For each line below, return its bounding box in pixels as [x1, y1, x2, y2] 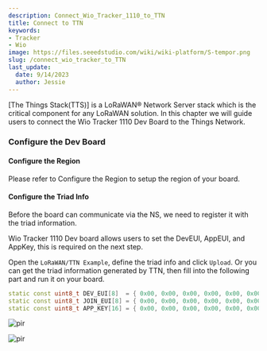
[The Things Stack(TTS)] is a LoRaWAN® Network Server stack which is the [8, 100, 257, 110]
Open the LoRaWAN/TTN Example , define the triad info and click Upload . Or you [8, 257, 257, 267]
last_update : [8, 64, 52, 71]
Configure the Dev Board [8, 137, 106, 148]
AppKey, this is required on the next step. [8, 241, 143, 251]
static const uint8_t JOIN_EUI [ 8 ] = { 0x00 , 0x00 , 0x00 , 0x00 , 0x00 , [8, 297, 244, 305]
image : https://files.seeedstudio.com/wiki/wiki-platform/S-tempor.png [8, 48, 250, 56]
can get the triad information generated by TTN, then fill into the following [8, 265, 250, 275]
